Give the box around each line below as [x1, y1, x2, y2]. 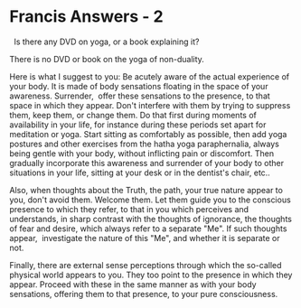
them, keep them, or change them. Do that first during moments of [9, 109, 258, 120]
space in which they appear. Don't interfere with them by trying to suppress [9, 99, 291, 110]
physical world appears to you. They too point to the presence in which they [9, 269, 293, 280]
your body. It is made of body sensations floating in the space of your [9, 80, 268, 91]
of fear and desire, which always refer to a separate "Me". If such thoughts [9, 223, 287, 234]
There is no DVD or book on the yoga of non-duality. [9, 53, 205, 64]
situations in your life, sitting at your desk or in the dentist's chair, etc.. [9, 167, 271, 178]
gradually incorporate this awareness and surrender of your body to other [9, 157, 285, 168]
